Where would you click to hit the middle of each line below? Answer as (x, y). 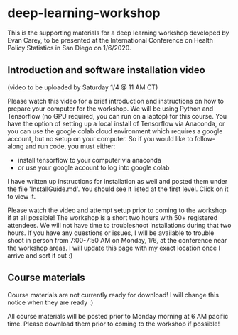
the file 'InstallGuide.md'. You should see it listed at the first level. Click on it (118, 189)
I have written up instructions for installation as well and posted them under (118, 181)
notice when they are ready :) (50, 302)
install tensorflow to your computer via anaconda (90, 160)
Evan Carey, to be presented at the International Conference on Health (110, 40)
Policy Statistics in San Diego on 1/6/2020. (69, 48)
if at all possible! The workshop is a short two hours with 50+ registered (113, 217)
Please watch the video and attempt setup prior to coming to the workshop (117, 210)
